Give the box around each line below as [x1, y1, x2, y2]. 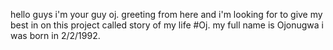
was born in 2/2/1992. [10, 30, 101, 41]
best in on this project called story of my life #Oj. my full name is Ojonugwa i [10, 19, 324, 31]
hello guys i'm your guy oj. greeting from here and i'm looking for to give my [10, 9, 323, 20]
